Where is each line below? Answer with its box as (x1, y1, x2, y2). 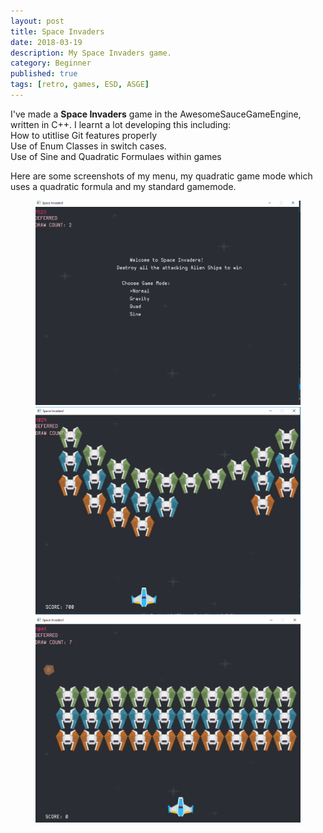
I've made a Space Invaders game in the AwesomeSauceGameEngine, (10, 108, 302, 120)
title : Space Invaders (10, 26, 105, 37)
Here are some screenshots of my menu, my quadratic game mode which (10, 170, 313, 182)
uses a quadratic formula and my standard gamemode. (10, 180, 237, 192)
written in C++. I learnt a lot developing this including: (10, 118, 232, 130)
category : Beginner (10, 58, 92, 69)
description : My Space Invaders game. (10, 48, 172, 58)
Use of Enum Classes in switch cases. (10, 140, 167, 152)
